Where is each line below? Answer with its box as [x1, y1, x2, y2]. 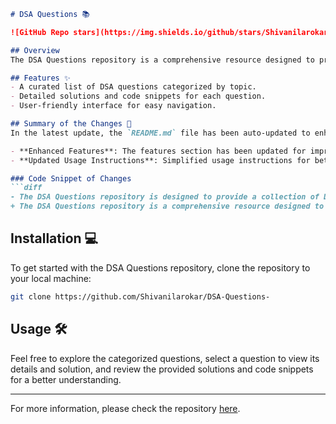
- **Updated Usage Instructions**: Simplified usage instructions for [10, 155, 311, 165]
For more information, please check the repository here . [10, 402, 241, 414]
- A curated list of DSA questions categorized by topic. [10, 82, 257, 92]
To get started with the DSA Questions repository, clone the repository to [10, 261, 311, 274]
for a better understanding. [10, 373, 122, 385]
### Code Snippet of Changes [10, 173, 132, 184]
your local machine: [10, 272, 92, 284]
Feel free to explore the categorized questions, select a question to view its [10, 352, 320, 364]
